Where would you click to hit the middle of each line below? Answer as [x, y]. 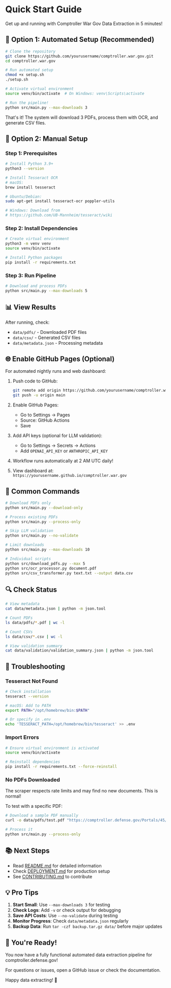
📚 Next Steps [27, 851]
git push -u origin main [39, 395]
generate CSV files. [26, 123]
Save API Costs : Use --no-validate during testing [65, 915]
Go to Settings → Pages [45, 415]
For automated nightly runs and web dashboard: [56, 371]
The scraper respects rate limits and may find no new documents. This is [82, 791]
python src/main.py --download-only [44, 508]
